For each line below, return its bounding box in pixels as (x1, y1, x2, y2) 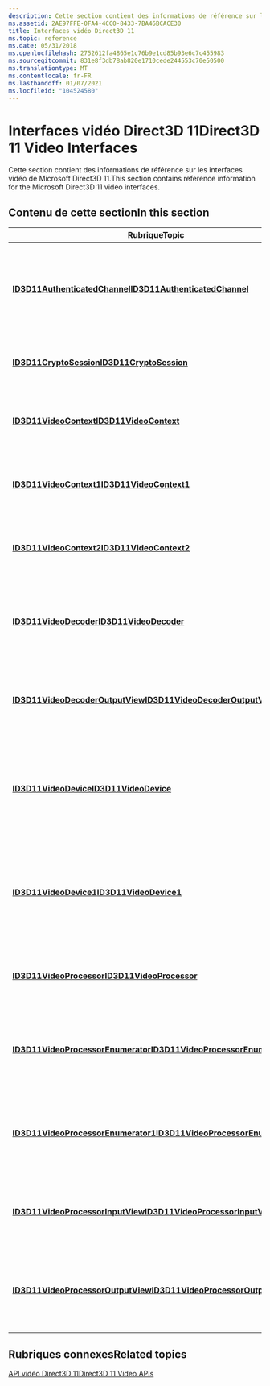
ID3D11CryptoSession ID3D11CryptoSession (12, 357, 189, 368)
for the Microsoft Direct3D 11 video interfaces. (8, 182, 161, 192)
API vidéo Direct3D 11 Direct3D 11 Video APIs (8, 1368, 154, 1378)
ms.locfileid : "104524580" (8, 86, 99, 95)
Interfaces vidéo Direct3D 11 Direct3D (8, 122, 260, 139)
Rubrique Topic (127, 230, 185, 241)
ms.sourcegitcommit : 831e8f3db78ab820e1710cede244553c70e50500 (8, 57, 225, 65)
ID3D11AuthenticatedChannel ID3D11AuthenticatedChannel (12, 284, 249, 295)
